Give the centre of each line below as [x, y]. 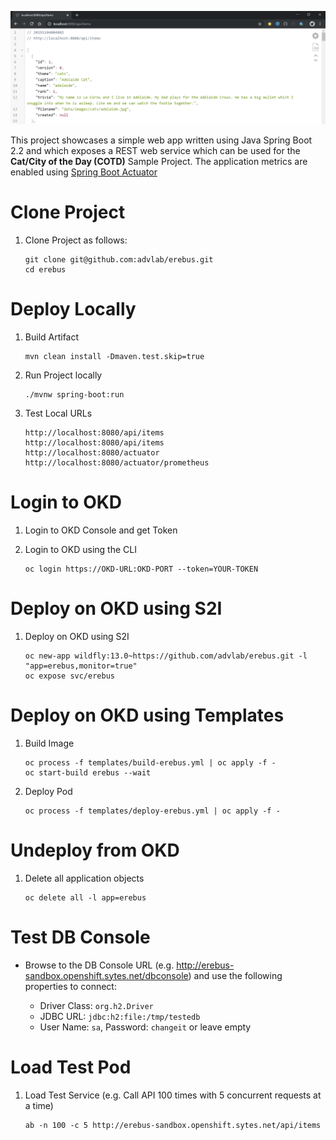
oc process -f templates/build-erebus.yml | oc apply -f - [150, 762]
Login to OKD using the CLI [80, 549]
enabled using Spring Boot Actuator [84, 172]
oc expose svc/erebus [69, 676]
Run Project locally [63, 375]
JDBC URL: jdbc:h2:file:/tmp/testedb [120, 1016]
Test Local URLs [58, 413]
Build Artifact [52, 337]
